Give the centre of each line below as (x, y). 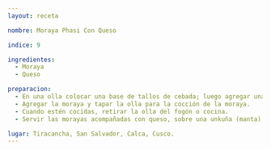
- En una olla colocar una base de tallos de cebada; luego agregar (133, 97)
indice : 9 (24, 45)
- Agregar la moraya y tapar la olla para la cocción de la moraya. (133, 104)
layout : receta (33, 16)
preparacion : (30, 90)
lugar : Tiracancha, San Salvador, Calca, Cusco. (91, 134)
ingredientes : (32, 60)
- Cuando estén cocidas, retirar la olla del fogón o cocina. (122, 111)
